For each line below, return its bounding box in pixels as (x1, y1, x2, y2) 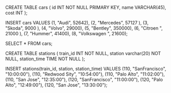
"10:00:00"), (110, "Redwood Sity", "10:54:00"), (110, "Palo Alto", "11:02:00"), (5, 71, 165, 77)
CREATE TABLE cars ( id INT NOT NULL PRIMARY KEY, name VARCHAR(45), (5, 5, 166, 10)
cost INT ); (5, 10, 28, 16)
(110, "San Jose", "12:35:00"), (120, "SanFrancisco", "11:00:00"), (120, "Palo (5, 77, 163, 82)
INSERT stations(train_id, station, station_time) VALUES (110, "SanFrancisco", (5, 66, 166, 72)
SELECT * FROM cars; (5, 40, 53, 46)
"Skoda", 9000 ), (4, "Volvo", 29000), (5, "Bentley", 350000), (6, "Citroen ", (5, 25, 163, 31)
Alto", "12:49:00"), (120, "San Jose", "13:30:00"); (5, 82, 108, 88)
